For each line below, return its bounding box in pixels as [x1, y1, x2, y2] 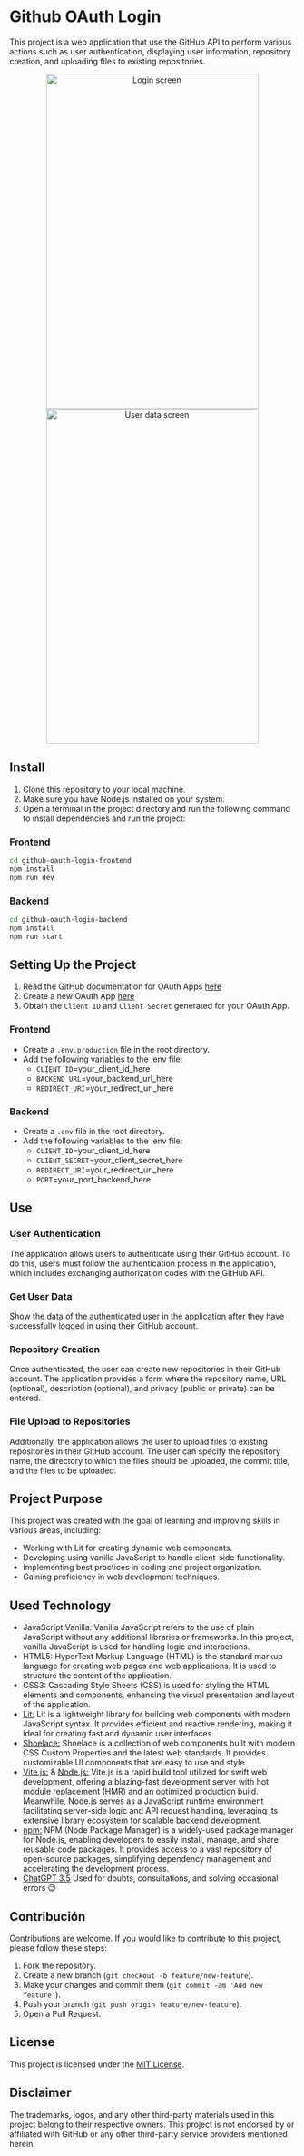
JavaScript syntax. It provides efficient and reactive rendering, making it [22, 1718, 293, 1729]
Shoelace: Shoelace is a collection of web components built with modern [22, 1737, 296, 1749]
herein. [9, 2138, 36, 2149]
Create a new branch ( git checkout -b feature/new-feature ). [22, 1970, 254, 1981]
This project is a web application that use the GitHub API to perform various [9, 36, 292, 47]
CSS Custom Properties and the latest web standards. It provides [22, 1747, 266, 1758]
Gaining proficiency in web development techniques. [22, 1571, 221, 1582]
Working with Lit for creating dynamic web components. [22, 1542, 233, 1554]
